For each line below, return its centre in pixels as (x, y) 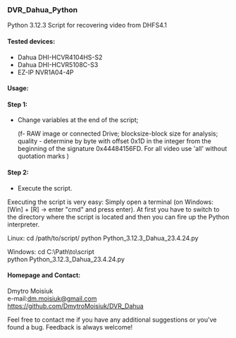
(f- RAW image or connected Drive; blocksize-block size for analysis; (118, 134)
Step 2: (18, 172)
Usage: (18, 88)
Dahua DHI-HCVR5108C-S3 (58, 64)
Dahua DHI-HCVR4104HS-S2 (60, 57)
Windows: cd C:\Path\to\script (51, 251)
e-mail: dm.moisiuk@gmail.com (52, 298)
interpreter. (24, 224)
